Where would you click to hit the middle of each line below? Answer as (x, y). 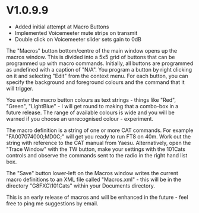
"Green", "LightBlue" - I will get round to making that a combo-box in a (92, 106)
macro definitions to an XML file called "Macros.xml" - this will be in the (94, 179)
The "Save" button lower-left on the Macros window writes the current (92, 173)
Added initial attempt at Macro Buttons (62, 27)
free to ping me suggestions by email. (52, 203)
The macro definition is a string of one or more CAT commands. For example (100, 130)
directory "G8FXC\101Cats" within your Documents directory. (81, 185)
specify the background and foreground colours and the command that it (95, 82)
